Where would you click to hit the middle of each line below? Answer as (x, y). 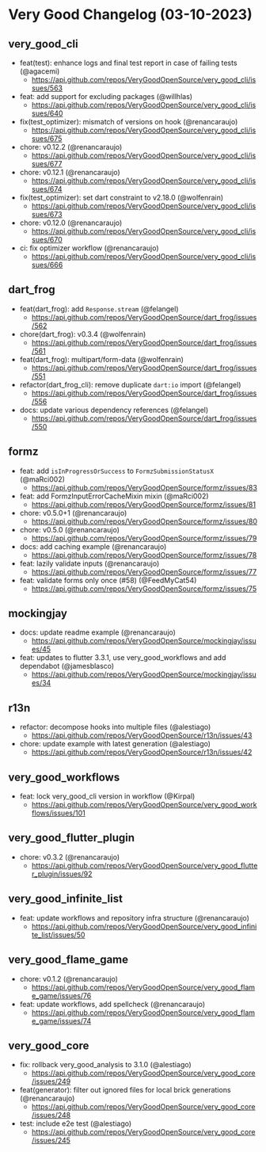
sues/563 (47, 88)
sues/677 (47, 164)
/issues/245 (51, 1141)
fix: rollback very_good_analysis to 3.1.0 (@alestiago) (105, 1065)
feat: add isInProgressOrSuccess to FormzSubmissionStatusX (116, 471)
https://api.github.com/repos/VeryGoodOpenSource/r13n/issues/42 (142, 752)
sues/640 (47, 113)
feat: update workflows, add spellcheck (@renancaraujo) (112, 1004)
